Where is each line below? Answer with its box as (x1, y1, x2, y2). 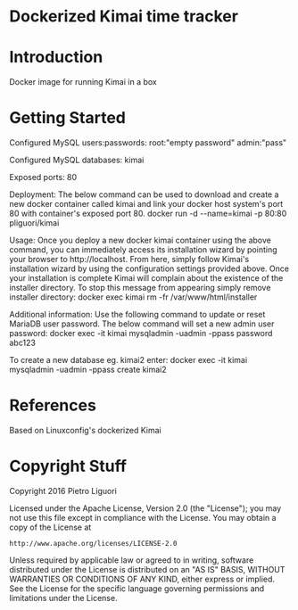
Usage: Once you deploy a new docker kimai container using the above (9, 235, 272, 246)
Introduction (9, 47, 103, 68)
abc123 (9, 337, 36, 349)
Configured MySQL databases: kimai (9, 154, 145, 166)
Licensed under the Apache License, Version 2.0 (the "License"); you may (9, 502, 282, 514)
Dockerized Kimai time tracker (9, 6, 239, 27)
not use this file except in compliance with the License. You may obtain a (9, 512, 277, 523)
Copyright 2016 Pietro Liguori (9, 485, 118, 496)
